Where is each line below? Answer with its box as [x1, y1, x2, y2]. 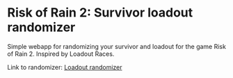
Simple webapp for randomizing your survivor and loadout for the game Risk [7, 42, 226, 50]
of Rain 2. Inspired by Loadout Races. [7, 50, 115, 58]
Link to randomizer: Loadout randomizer [7, 63, 122, 71]
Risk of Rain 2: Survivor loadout [7, 5, 193, 21]
